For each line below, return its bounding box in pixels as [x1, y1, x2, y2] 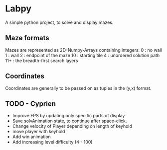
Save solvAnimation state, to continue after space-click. [12, 118, 127, 124]
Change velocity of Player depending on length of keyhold [12, 123, 132, 129]
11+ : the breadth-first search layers [5, 58, 78, 64]
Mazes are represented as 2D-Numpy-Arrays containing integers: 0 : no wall [5, 47, 162, 53]
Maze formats [5, 34, 49, 42]
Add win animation [12, 134, 51, 140]
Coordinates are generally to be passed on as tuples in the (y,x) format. [5, 85, 152, 91]
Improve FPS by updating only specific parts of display [12, 113, 125, 119]
